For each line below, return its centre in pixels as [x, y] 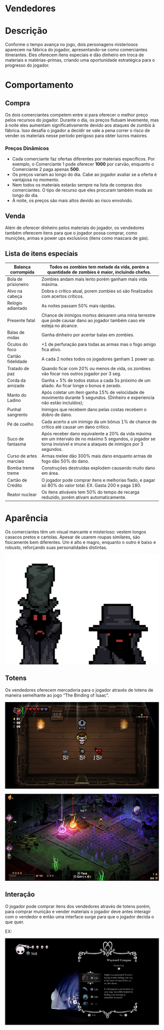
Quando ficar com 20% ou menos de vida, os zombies [96, 368]
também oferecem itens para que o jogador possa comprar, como [71, 233]
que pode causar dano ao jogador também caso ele [93, 320]
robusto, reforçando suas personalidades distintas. [56, 548]
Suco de [16, 439]
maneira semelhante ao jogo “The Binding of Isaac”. [57, 695]
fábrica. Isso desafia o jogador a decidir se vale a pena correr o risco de [78, 131]
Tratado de [18, 368]
